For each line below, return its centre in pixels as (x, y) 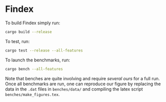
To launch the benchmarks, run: (38, 60)
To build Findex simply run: (33, 23)
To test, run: (17, 41)
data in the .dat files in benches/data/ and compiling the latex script (74, 89)
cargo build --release (28, 32)
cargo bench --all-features (34, 69)
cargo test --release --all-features (44, 51)
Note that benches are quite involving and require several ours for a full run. (83, 78)
